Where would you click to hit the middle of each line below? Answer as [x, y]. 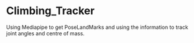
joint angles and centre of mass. [45, 33]
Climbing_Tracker [50, 11]
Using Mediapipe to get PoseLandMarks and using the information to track [97, 27]
